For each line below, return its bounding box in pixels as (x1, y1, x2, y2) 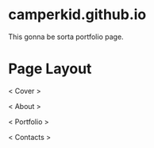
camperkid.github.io (8, 6, 147, 24)
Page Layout (8, 60, 92, 78)
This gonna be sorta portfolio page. (8, 32, 125, 41)
